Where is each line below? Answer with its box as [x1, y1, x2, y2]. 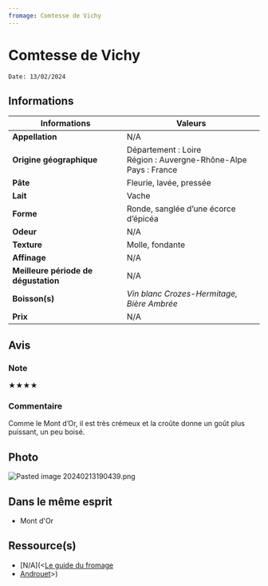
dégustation [12, 275, 60, 286]
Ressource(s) [8, 539, 77, 552]
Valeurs [175, 118, 207, 129]
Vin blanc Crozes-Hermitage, [126, 289, 238, 300]
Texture [12, 239, 42, 250]
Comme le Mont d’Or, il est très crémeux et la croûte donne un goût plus [8, 419, 246, 429]
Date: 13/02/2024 [8, 73, 66, 81]
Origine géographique [12, 154, 98, 165]
